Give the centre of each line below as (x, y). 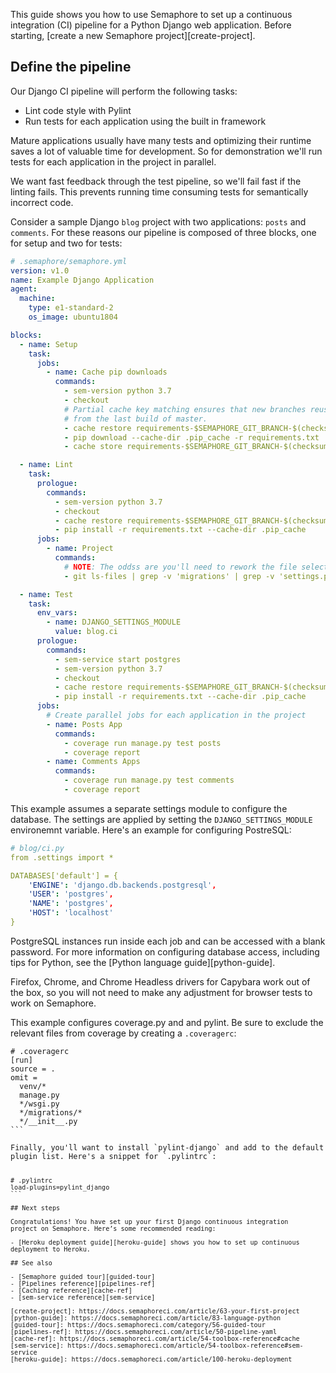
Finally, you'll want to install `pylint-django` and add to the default (167, 1147)
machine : (37, 299)
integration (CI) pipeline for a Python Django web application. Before (151, 25)
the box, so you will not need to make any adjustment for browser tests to (161, 992)
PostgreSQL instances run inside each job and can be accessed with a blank (168, 941)
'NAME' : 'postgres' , (71, 904)
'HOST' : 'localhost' (71, 913)
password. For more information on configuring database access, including (165, 951)
